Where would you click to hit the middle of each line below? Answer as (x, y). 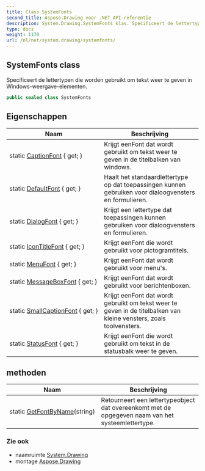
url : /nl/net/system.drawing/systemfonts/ (61, 40)
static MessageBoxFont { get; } (53, 282)
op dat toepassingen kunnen (145, 184)
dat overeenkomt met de (136, 408)
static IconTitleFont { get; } (47, 246)
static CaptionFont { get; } (46, 155)
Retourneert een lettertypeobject (148, 400)
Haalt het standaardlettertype (146, 177)
